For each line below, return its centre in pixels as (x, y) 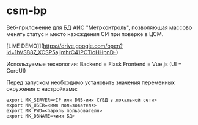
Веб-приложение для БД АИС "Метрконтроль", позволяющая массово (99, 27)
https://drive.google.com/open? (83, 46)
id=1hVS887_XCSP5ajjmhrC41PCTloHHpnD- (61, 52)
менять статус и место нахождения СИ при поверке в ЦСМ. (85, 34)
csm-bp (27, 11)
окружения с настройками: (42, 88)
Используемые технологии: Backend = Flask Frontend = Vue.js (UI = (94, 64)
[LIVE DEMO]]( (25, 46)
